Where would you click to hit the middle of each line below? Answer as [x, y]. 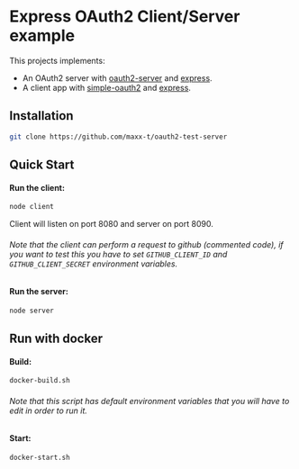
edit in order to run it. [49, 410]
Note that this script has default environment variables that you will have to [149, 401]
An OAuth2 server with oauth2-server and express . [118, 77]
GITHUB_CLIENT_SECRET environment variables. [94, 264]
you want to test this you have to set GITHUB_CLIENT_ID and [118, 254]
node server [32, 311]
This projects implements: [57, 60]
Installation [41, 116]
